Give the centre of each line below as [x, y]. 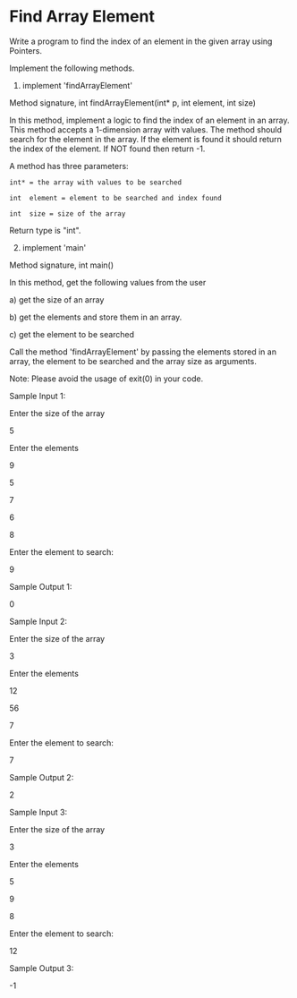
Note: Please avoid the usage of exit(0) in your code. [106, 379]
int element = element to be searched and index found [115, 198]
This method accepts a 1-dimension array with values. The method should [146, 129]
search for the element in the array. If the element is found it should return [145, 139]
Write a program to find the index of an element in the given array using [141, 41]
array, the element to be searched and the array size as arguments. [133, 361]
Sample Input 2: [38, 621]
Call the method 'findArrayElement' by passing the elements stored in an [143, 352]
